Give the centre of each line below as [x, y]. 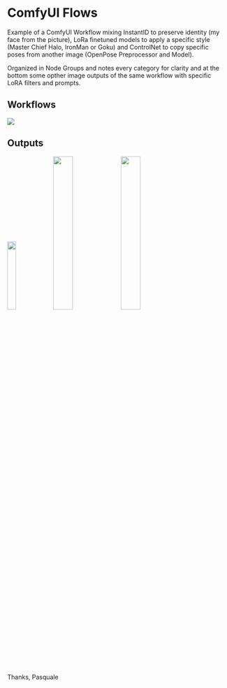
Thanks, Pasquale [33, 677]
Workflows [31, 105]
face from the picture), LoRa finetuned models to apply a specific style [109, 39]
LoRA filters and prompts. [44, 82]
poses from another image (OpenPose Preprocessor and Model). [101, 54]
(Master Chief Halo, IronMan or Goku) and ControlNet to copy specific [108, 47]
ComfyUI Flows [52, 13]
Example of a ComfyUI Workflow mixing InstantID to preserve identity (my [113, 32]
